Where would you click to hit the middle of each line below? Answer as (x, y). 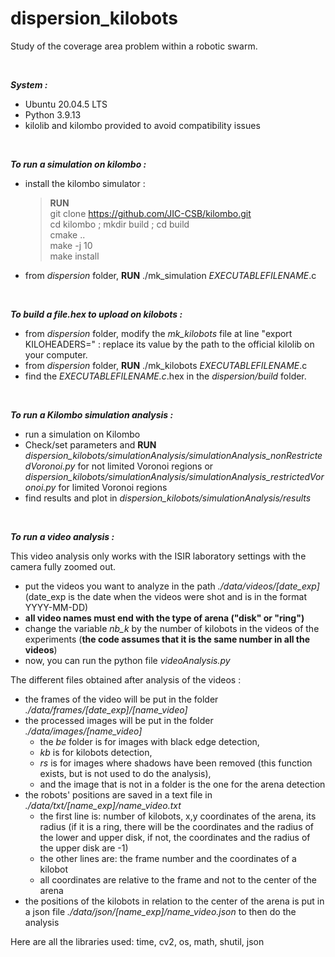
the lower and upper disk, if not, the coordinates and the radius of (175, 837)
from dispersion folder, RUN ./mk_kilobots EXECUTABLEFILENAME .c (166, 365)
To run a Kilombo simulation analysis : (92, 414)
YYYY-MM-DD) (56, 607)
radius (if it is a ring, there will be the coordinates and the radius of (177, 826)
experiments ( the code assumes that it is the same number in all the (167, 639)
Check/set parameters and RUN (90, 444)
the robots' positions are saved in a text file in (118, 794)
